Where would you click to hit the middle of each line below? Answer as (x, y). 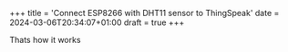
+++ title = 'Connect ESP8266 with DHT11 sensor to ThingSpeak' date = (144, 13)
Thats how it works (45, 40)
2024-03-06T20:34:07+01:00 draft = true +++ (97, 22)
